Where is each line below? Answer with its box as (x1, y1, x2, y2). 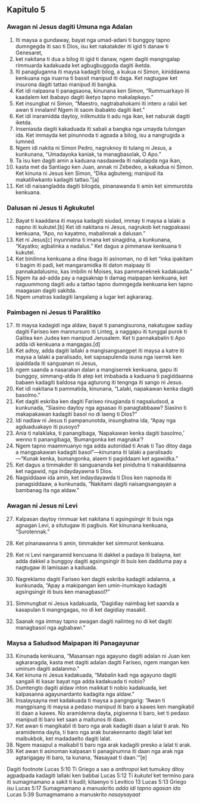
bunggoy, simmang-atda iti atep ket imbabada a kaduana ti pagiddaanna (15, 373, 193, 380)
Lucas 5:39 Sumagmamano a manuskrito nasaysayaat (7, 791, 140, 798)
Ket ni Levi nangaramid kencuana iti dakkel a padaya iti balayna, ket (15, 551, 181, 558)
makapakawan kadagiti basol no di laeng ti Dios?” (15, 410, 137, 418)
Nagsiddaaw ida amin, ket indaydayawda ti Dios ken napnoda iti (15, 474, 172, 481)
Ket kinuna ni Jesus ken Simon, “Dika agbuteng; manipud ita (15, 170, 163, 177)
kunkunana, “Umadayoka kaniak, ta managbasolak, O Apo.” (15, 151, 161, 158)
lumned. (15, 137, 36, 145)
